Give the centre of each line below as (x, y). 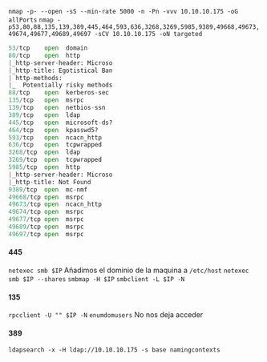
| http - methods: (35, 78)
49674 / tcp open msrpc (46, 212)
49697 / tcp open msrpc (46, 234)
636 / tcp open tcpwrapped (55, 145)
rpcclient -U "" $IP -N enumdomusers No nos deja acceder (106, 315)
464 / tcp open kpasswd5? (53, 130)
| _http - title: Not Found (50, 182)
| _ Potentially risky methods (61, 85)
